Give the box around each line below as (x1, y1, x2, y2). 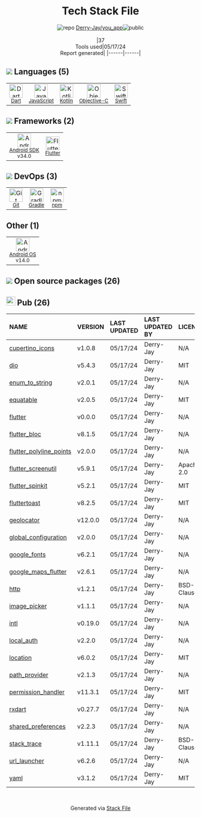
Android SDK (9, 147, 40, 153)
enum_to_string (9, 379, 53, 387)
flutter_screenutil (9, 465, 57, 473)
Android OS (9, 251, 36, 258)
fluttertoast (9, 499, 41, 507)
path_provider (9, 671, 49, 679)
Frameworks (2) (14, 116, 75, 126)
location (9, 654, 32, 662)
